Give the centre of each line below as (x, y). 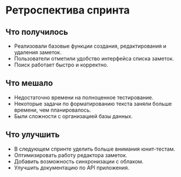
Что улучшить (33, 135)
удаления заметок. (38, 52)
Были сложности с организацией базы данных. (73, 116)
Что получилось (37, 32)
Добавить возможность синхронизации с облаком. (79, 161)
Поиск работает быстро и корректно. (61, 65)
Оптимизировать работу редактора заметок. (71, 155)
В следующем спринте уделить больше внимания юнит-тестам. (95, 149)
